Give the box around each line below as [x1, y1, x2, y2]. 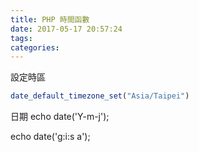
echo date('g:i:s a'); [10, 131, 91, 143]
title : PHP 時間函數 [10, 14, 90, 25]
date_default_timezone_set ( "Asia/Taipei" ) [10, 91, 190, 101]
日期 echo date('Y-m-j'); [10, 111, 110, 123]
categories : [10, 42, 60, 53]
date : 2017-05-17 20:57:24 [10, 24, 123, 34]
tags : [10, 33, 33, 43]
